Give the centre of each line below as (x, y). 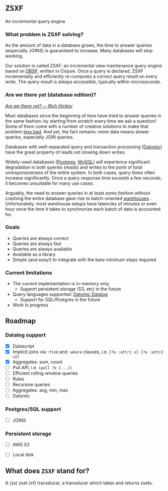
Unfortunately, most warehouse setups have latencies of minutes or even (81, 203)
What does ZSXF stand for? (47, 471)
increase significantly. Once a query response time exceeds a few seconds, (83, 178)
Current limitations (29, 273)
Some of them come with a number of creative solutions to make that (77, 126)
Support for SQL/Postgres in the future (60, 300)
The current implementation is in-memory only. (61, 284)
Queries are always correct (40, 238)
